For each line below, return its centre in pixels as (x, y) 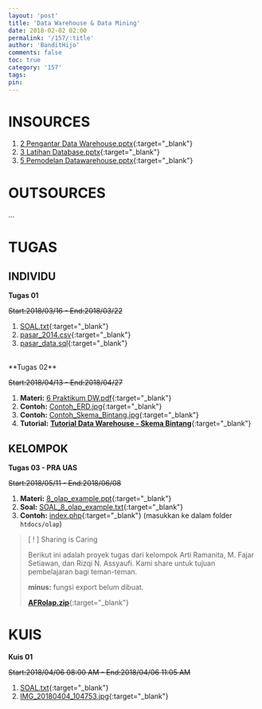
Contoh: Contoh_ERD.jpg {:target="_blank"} (91, 406)
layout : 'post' (33, 16)
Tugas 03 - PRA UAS (43, 468)
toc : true (25, 61)
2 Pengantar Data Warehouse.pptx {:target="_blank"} (106, 143)
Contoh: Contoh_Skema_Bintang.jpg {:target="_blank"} (109, 415)
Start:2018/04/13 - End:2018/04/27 (66, 382)
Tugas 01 (23, 296)
